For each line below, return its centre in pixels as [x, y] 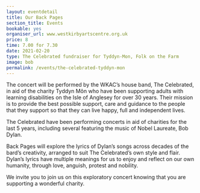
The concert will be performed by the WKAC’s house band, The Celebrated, [100, 85]
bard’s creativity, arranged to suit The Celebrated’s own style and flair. [93, 153]
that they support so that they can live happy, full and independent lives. [96, 110]
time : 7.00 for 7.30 [32, 46]
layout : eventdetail [32, 12]
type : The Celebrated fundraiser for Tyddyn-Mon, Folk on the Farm [93, 57]
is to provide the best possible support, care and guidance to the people [96, 104]
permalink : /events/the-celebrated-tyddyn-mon [66, 68]
